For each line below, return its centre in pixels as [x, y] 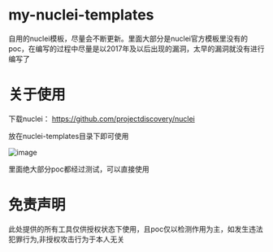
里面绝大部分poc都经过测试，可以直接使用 [79, 169]
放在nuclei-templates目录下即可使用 [69, 136]
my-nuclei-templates [81, 15]
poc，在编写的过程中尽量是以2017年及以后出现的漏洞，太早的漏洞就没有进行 [136, 48]
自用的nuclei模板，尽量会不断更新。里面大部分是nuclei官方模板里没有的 [128, 38]
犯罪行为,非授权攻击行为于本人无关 [67, 239]
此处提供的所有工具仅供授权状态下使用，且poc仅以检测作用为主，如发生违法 [136, 228]
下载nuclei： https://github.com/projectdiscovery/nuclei [102, 119]
